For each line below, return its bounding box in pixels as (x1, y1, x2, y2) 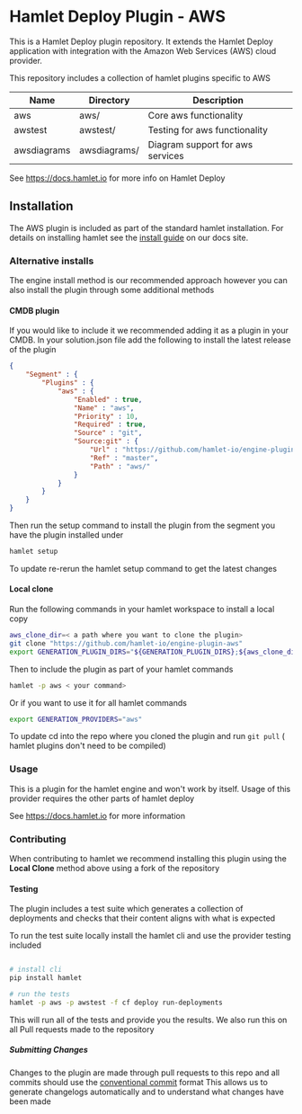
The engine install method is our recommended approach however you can (9, 275, 288, 286)
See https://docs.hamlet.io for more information (9, 810, 186, 821)
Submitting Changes (9, 1045, 88, 1056)
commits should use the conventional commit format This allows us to (9, 1076, 268, 1087)
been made (9, 1095, 51, 1107)
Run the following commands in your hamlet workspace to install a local (9, 604, 275, 615)
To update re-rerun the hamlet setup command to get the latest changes (9, 563, 277, 574)
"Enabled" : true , (73, 395, 143, 404)
